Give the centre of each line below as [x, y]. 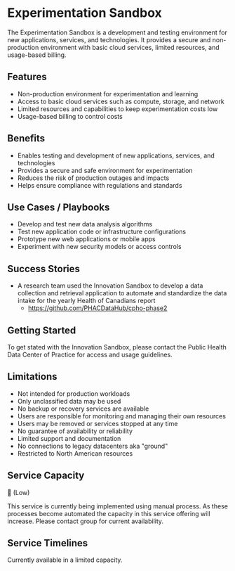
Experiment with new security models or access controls [100, 247]
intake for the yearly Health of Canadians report [86, 301]
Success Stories [44, 269]
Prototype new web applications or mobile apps [86, 239]
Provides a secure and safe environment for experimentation [105, 170]
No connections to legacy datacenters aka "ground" [93, 446]
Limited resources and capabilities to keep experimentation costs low [117, 109]
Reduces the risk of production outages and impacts [93, 178]
